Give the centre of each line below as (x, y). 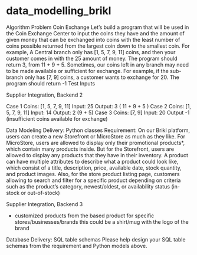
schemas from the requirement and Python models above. (77, 246)
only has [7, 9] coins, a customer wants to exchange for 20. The (102, 77)
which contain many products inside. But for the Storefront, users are (90, 149)
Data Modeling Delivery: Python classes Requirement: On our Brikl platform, (98, 130)
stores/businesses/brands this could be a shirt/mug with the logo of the (101, 221)
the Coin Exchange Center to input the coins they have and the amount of (95, 33)
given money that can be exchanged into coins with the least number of (93, 39)
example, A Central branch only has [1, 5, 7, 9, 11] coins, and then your (91, 52)
